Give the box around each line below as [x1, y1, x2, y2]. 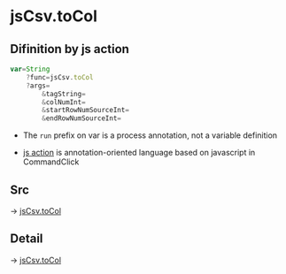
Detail [10, 232, 43, 247]
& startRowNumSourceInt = [42, 106, 129, 115]
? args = [26, 81, 50, 90]
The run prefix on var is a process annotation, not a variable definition [22, 130, 278, 141]
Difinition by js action [10, 42, 129, 57]
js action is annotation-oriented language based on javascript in [22, 148, 256, 158]
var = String [10, 65, 50, 73]
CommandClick [22, 156, 80, 167]
